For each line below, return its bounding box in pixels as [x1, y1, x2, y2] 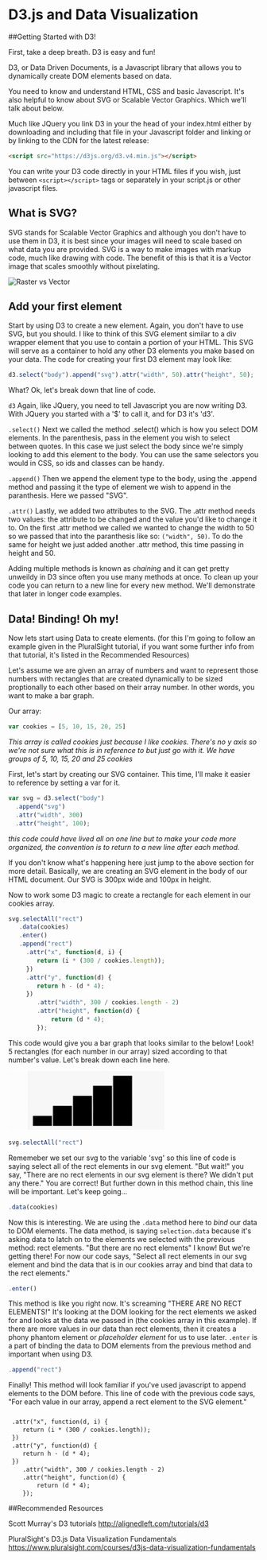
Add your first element [8, 300, 122, 313]
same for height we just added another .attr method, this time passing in [8, 540, 245, 549]
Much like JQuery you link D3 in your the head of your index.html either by [8, 118, 252, 128]
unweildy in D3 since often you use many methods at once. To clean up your [8, 572, 259, 582]
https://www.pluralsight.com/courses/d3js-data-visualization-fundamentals [8, 1543, 256, 1552]
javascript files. [8, 183, 58, 192]
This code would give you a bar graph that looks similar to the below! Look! [8, 1038, 254, 1047]
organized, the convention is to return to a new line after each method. [8, 842, 240, 852]
